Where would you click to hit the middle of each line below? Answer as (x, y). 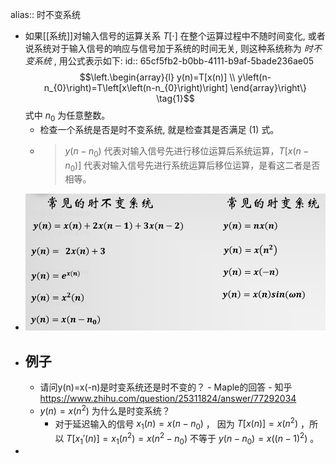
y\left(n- (254, 77)
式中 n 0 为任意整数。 (67, 116)
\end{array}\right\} (268, 87)
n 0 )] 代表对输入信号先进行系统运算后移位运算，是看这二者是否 (192, 166)
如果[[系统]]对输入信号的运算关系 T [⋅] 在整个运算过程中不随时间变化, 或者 (175, 36)
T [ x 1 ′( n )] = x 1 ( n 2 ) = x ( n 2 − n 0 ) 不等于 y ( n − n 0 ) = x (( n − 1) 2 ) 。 (193, 439)
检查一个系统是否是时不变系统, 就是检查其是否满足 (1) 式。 (159, 129)
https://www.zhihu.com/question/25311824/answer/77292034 (168, 398)
